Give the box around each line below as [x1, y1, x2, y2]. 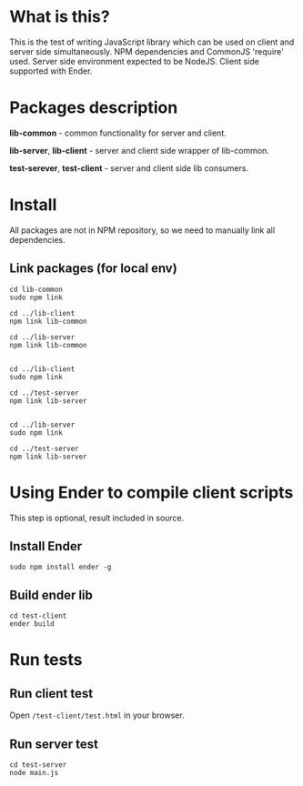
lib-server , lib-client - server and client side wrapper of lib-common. [9, 145, 270, 156]
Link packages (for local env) [9, 261, 177, 277]
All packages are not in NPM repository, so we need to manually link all [9, 225, 276, 236]
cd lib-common [9, 285, 64, 294]
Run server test [9, 736, 98, 751]
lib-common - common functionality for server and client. [9, 127, 227, 138]
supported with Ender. [9, 65, 93, 76]
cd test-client [9, 611, 67, 620]
